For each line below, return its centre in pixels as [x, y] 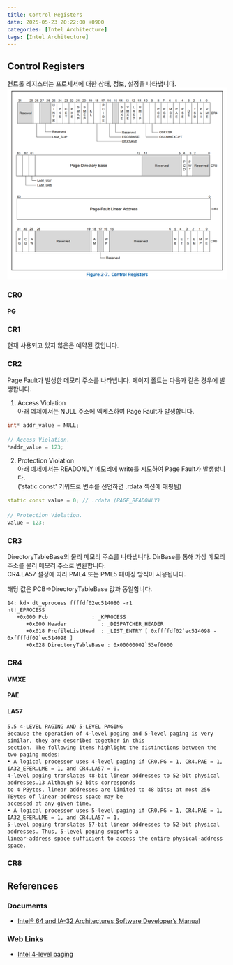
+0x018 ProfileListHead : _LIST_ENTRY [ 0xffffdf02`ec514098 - [121, 631]
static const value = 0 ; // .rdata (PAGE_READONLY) [84, 501]
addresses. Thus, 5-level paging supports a [73, 832]
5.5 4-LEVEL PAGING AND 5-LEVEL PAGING [65, 727]
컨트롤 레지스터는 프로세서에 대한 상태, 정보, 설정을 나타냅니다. [92, 84]
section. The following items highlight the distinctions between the [112, 748]
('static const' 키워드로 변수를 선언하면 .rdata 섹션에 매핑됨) [99, 486]
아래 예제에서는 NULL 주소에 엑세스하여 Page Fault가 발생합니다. [106, 411]
